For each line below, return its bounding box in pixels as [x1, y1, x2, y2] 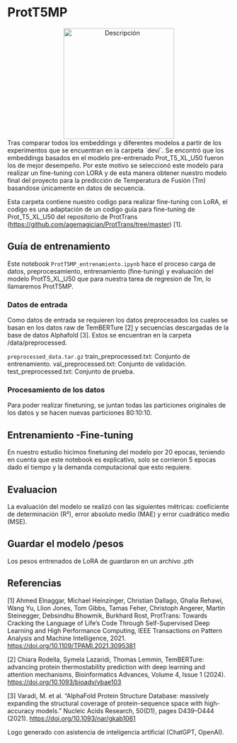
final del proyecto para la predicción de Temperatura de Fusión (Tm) [7, 176, 207, 184]
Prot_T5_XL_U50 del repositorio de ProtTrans [7, 212, 138, 220]
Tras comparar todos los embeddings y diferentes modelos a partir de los [7, 138, 221, 147]
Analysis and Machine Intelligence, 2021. [7, 634, 127, 642]
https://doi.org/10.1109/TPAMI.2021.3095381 [7, 641, 136, 649]
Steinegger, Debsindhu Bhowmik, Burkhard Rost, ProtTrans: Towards [7, 611, 207, 620]
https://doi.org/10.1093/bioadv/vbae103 [7, 678, 122, 686]
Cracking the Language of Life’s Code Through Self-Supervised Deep [7, 618, 210, 627]
